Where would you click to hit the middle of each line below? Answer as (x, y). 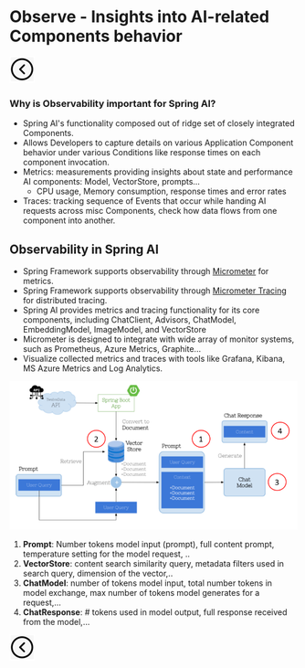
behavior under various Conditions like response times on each (142, 153)
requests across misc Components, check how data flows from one (150, 211)
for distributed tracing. (65, 301)
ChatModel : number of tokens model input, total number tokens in (147, 583)
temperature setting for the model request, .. (106, 554)
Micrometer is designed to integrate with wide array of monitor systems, (158, 339)
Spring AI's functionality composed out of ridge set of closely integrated (158, 123)
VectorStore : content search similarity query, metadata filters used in (153, 563)
